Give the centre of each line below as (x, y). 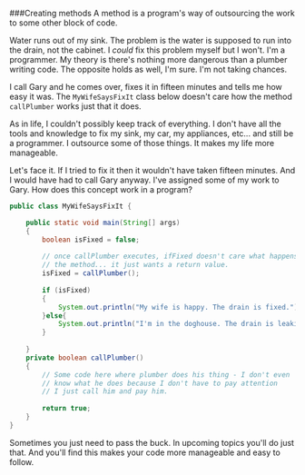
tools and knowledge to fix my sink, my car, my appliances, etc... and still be (152, 134)
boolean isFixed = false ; (91, 240)
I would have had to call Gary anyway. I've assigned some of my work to (144, 180)
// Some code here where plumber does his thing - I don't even (166, 375)
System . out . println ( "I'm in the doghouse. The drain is (166, 324)
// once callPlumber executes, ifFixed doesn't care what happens (170, 257)
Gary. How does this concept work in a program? (101, 189)
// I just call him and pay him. (105, 391)
